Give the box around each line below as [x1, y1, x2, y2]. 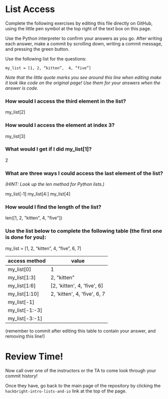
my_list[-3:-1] [8, 315, 43, 322]
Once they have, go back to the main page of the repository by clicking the [5, 382, 161, 388]
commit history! [5, 373, 38, 379]
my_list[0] [8, 265, 31, 273]
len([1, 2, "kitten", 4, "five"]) [5, 215, 63, 221]
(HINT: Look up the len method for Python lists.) [5, 181, 105, 187]
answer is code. [5, 85, 39, 91]
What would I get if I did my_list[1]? [5, 146, 92, 153]
